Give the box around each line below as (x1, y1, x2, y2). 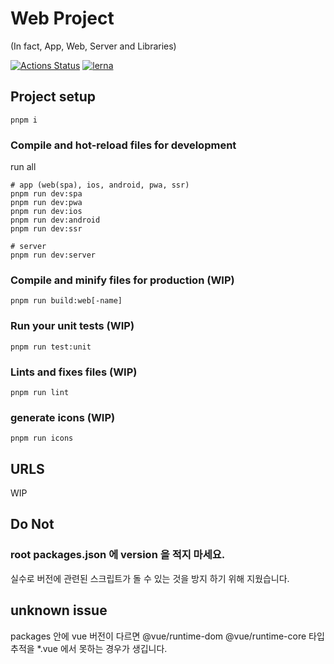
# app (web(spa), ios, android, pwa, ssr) (10, 180, 190, 191)
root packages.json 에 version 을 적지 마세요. (10, 548, 226, 562)
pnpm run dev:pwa (10, 198, 83, 208)
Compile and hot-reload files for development (10, 138, 237, 152)
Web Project (10, 7, 115, 30)
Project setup (10, 88, 97, 106)
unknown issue (10, 602, 108, 619)
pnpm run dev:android (10, 215, 101, 226)
